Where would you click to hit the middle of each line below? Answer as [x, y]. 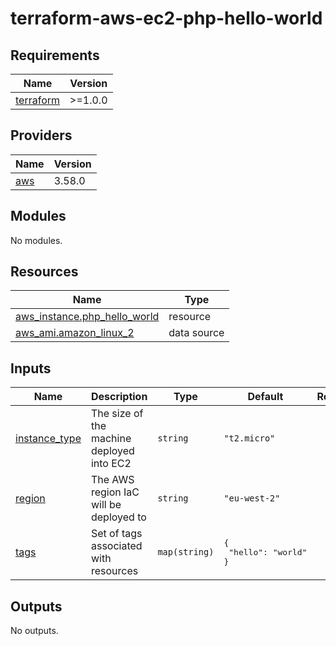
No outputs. [34, 631]
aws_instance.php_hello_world [87, 317]
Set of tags [116, 534]
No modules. [36, 240]
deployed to [118, 517]
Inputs [31, 368]
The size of [117, 414]
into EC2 [111, 464]
